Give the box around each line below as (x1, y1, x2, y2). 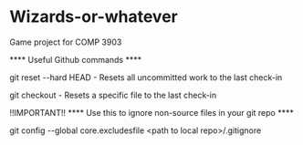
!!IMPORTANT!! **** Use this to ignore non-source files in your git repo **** (9, 107, 294, 118)
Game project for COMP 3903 (9, 36, 122, 47)
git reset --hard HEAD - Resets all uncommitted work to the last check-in (9, 71, 283, 83)
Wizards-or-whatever (9, 6, 178, 27)
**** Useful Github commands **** (9, 54, 142, 65)
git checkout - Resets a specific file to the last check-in (9, 89, 217, 100)
